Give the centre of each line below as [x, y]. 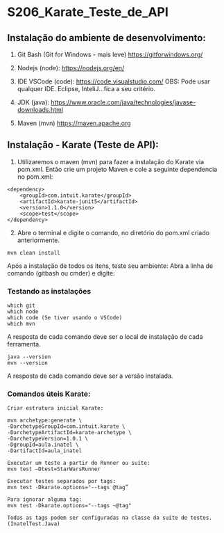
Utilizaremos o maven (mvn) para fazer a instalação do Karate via [111, 161]
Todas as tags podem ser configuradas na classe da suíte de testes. [110, 518]
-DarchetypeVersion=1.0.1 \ [48, 439]
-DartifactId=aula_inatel [44, 451]
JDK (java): [33, 102]
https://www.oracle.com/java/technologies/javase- [123, 102]
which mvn [21, 324]
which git [21, 306]
